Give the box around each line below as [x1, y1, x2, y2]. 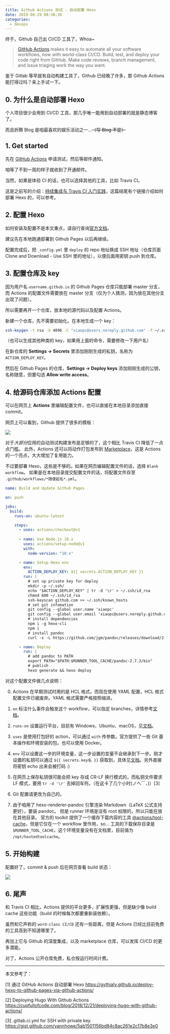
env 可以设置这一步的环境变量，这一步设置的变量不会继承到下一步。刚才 [12, 750, 163, 757]
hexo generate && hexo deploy [27, 668, 92, 673]
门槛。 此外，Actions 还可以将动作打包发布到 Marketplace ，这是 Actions [9, 446, 161, 452]
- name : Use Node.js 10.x [18, 537, 73, 542]
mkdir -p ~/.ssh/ [27, 584, 65, 589]
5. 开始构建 [5, 850, 39, 858]
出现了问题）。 [5, 296, 34, 302]
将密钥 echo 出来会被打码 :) [12, 763, 70, 769]
